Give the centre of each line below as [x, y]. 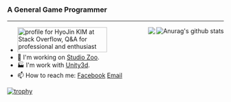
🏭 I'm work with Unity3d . [54, 65]
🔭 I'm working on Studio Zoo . [58, 57]
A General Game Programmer [57, 10]
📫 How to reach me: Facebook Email [69, 75]
